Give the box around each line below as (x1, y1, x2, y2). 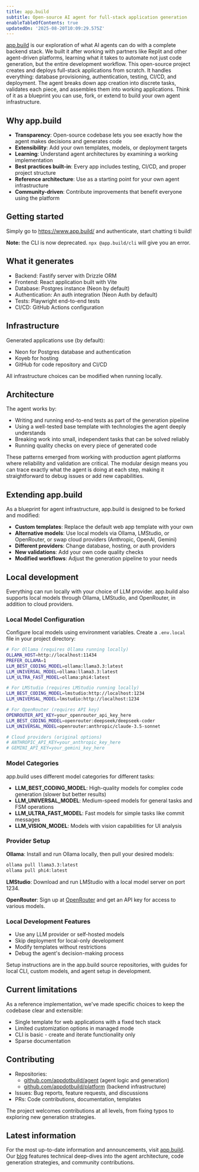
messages (14, 815, 40, 823)
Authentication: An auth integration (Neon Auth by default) (14, 291, 158, 298)
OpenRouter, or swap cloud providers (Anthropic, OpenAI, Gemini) (14, 536, 177, 543)
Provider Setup (6, 837, 50, 845)
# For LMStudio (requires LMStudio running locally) (6, 685, 140, 691)
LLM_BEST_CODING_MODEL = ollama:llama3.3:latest (6, 663, 124, 669)
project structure (14, 169, 56, 177)
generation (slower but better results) (14, 790, 107, 798)
